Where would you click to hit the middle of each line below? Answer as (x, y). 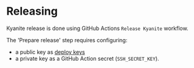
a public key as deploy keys (50, 52)
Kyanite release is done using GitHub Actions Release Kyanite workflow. (97, 28)
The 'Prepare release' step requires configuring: (67, 40)
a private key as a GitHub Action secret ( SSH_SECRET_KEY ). (87, 58)
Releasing (32, 11)
